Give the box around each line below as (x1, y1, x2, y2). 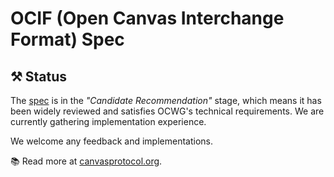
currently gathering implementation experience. (10, 116, 207, 127)
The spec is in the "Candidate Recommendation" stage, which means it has (10, 95, 322, 106)
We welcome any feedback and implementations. (10, 135, 213, 147)
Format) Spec (10, 28, 125, 51)
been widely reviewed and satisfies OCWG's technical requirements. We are (10, 105, 325, 117)
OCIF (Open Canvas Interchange (10, 7, 285, 30)
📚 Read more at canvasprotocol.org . (10, 155, 163, 167)
